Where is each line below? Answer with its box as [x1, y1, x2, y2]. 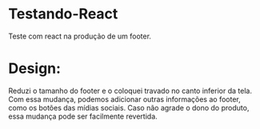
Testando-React [8, 5, 118, 23]
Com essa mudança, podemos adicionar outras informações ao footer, [8, 94, 242, 104]
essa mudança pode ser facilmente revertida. [8, 111, 158, 121]
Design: [8, 59, 62, 78]
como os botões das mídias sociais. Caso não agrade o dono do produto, [8, 103, 250, 112]
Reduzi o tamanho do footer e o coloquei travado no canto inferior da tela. [8, 86, 252, 95]
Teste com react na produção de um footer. [8, 31, 152, 41]
